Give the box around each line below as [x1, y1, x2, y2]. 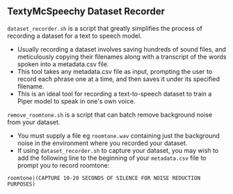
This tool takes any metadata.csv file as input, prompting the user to [17, 67, 213, 75]
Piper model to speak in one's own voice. [17, 97, 136, 105]
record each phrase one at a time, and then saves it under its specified [17, 75, 220, 83]
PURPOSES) [7, 181, 36, 188]
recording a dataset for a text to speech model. [7, 31, 143, 40]
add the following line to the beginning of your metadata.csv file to [17, 154, 207, 162]
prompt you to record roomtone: [17, 161, 110, 170]
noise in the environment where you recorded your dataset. [17, 139, 188, 147]
